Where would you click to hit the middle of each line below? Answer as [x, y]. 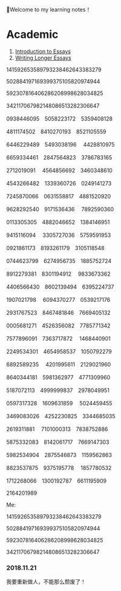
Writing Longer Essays [43, 58]
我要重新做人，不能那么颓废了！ [46, 582]
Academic [32, 34]
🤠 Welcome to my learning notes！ [49, 9]
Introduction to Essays [43, 51]
